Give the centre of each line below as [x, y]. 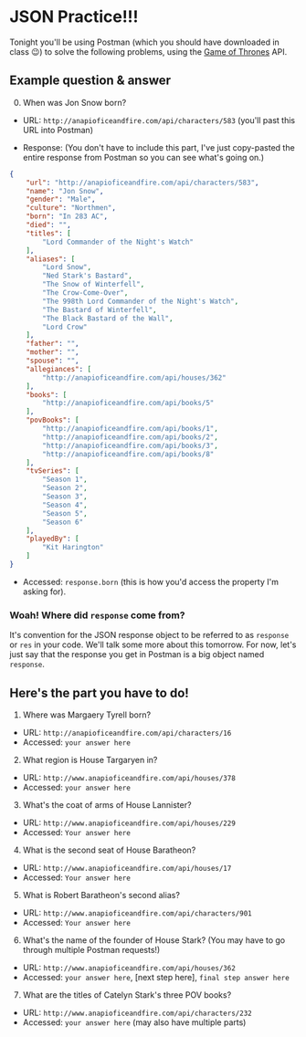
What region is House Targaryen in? [90, 759]
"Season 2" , [65, 488]
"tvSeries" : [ [53, 471]
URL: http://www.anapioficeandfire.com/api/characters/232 [137, 1012]
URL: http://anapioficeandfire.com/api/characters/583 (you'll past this [158, 120]
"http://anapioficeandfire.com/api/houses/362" [134, 377]
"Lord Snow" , [67, 267]
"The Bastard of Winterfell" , [100, 309]
